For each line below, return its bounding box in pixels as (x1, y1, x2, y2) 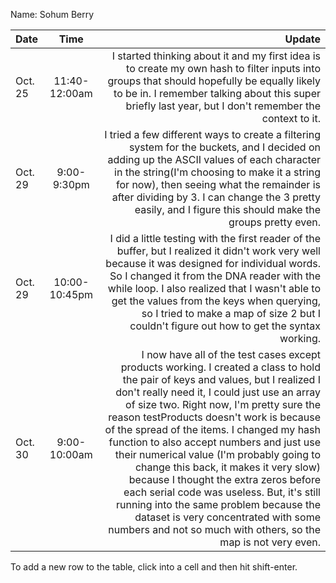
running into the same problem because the (116, 498, 321, 511)
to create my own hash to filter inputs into (126, 62, 321, 75)
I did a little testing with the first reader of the (109, 232, 321, 245)
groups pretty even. (228, 215, 321, 229)
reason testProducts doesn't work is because (108, 410, 321, 424)
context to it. (261, 112, 321, 125)
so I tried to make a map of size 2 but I (141, 307, 321, 320)
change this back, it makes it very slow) (134, 460, 321, 474)
